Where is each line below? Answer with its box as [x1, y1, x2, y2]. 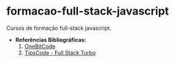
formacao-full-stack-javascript [6, 4, 169, 18]
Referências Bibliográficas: [15, 36, 87, 43]
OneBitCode [24, 43, 56, 50]
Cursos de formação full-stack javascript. [6, 24, 112, 32]
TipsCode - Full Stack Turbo [24, 49, 96, 56]
